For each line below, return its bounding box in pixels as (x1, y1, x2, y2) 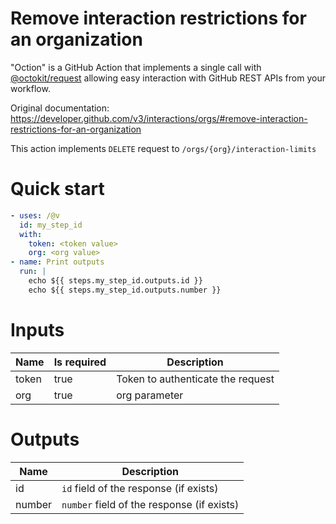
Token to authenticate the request (116, 372, 275, 386)
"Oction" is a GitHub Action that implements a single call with (10, 61, 262, 73)
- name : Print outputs (10, 257, 105, 267)
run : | (19, 267, 47, 277)
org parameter (116, 388, 184, 402)
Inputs (10, 318, 65, 341)
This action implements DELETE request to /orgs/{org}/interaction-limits (10, 142, 317, 154)
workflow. (10, 82, 51, 94)
